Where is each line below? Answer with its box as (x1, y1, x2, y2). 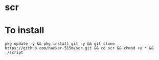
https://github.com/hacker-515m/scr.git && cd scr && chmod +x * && (5, 46, 154, 51)
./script (5, 50, 24, 55)
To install (5, 25, 44, 36)
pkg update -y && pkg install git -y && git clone (5, 41, 115, 46)
